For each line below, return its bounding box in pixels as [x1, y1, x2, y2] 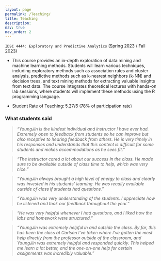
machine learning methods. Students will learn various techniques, [12, 63, 145, 68]
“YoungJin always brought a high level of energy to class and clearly [16, 176, 155, 182]
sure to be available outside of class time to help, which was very [16, 161, 148, 167]
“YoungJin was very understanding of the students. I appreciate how [16, 196, 155, 201]
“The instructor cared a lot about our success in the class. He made [16, 156, 154, 162]
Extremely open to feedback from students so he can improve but [16, 131, 149, 137]
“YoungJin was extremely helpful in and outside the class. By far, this [16, 225, 156, 230]
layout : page [5, 7, 32, 12]
